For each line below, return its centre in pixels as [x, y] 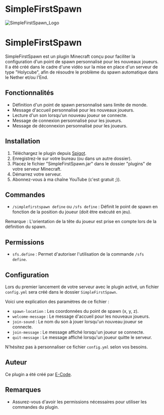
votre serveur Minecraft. [37, 169]
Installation [23, 141]
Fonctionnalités [30, 93]
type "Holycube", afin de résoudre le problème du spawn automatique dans [82, 72]
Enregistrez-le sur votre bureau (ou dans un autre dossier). [72, 158]
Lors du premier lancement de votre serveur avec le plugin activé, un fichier [82, 287]
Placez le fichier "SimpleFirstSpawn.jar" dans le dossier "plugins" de [82, 163]
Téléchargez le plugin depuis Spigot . [49, 153]
